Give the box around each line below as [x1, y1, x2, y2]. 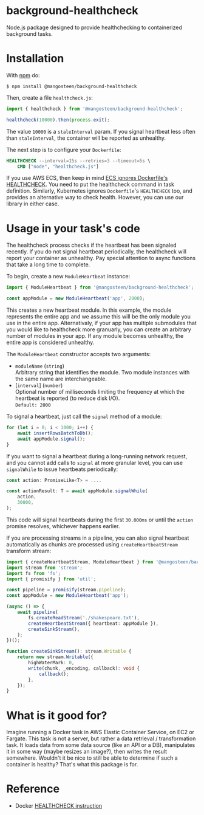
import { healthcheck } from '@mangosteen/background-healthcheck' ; [6, 106, 183, 112]
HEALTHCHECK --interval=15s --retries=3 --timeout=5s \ [6, 157, 151, 164]
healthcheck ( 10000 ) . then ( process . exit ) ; [6, 117, 110, 123]
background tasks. [6, 30, 53, 37]
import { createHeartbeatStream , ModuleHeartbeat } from [6, 559, 154, 565]
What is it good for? [6, 709, 107, 722]
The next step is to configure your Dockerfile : [6, 146, 121, 153]
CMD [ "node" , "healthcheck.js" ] [17, 163, 99, 170]
